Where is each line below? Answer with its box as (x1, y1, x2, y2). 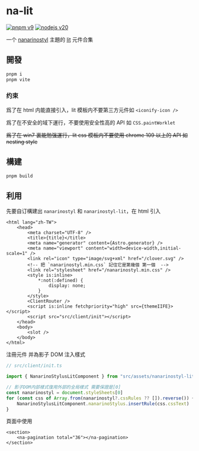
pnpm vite (6, 76, 31, 82)
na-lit (6, 4, 34, 18)
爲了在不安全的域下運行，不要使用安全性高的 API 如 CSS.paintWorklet (6, 119, 176, 126)
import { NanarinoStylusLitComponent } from (6, 373, 118, 380)
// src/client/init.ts (6, 363, 62, 369)
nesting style (6, 138, 38, 145)
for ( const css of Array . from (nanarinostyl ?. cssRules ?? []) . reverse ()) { (6, 395, 195, 401)
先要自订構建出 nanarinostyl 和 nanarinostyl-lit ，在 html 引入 (6, 207, 161, 215)
